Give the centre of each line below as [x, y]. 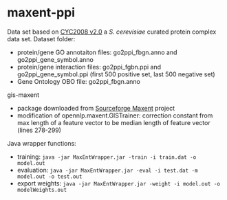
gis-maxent [23, 95]
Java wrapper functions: [42, 143]
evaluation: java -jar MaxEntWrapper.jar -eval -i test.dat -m [107, 170]
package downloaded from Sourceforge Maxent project [96, 108]
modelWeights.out [42, 190]
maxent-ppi [41, 13]
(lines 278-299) [39, 130]
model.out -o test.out [50, 177]
